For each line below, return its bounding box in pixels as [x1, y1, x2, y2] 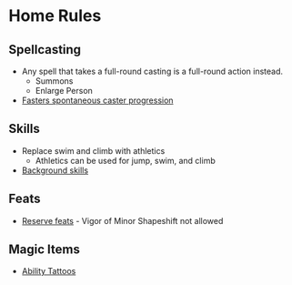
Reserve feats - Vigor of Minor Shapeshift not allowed [21, 215, 224, 226]
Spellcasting [8, 42, 82, 57]
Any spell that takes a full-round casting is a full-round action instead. [21, 66, 284, 76]
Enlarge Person [35, 86, 93, 96]
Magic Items [8, 242, 81, 258]
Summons [35, 76, 74, 87]
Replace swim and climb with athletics [21, 145, 166, 156]
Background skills [21, 165, 88, 176]
